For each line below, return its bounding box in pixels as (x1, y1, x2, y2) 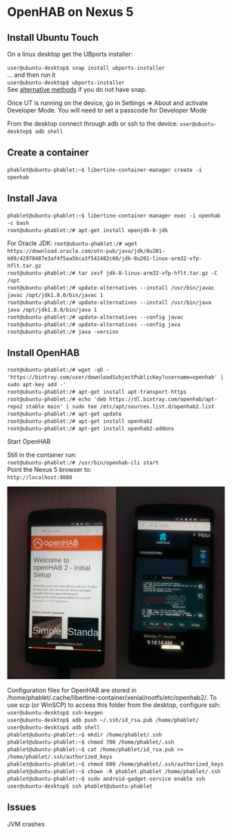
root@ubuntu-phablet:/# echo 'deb (7, 396, 107, 403)
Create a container (7, 146, 89, 159)
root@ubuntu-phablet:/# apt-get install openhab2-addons (7, 426, 175, 433)
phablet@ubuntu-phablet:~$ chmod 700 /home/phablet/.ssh (7, 739, 175, 746)
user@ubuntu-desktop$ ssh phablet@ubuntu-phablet (7, 782, 153, 790)
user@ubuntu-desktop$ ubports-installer (7, 79, 126, 86)
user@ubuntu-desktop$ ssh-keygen (7, 709, 104, 716)
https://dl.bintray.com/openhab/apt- (109, 396, 217, 403)
